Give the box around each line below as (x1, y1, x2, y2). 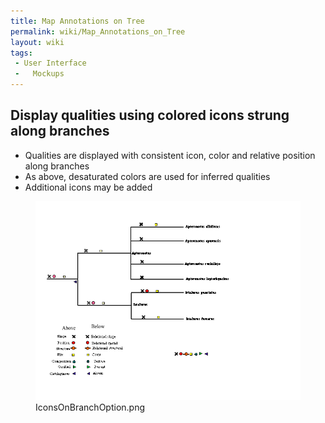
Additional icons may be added (24, 181, 153, 193)
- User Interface (14, 58, 87, 69)
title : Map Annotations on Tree (10, 16, 145, 26)
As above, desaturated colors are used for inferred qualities (24, 170, 271, 182)
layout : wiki (10, 37, 65, 47)
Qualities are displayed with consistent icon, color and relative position (24, 149, 316, 161)
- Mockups (14, 69, 65, 79)
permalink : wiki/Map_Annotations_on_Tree (10, 26, 186, 37)
